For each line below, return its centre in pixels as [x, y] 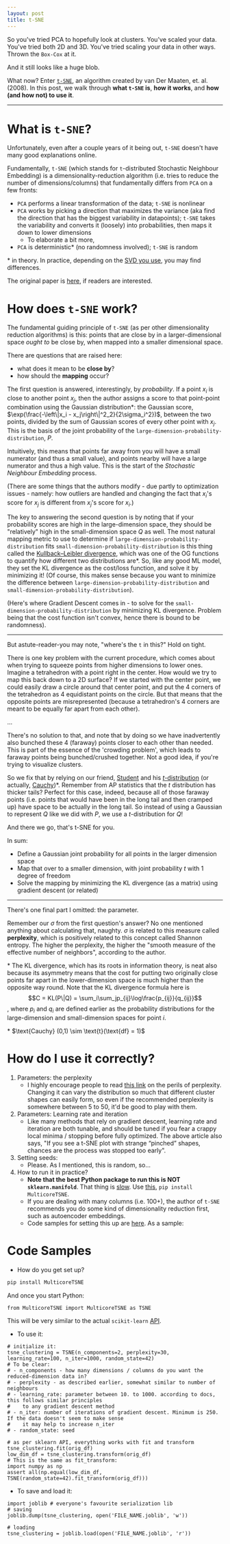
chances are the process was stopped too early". [97, 1150]
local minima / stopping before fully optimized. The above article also [125, 1136]
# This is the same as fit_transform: [62, 1460]
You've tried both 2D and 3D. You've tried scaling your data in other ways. [112, 47]
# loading [21, 1528]
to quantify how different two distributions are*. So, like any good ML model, [114, 561]
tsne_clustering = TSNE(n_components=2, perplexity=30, [88, 1352]
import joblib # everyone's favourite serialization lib [90, 1504]
